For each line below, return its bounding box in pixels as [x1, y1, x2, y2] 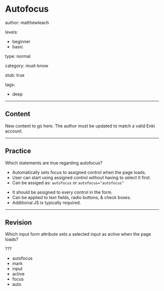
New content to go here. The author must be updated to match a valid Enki [5, 123, 155, 129]
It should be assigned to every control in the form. [12, 189, 113, 195]
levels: [5, 29, 18, 35]
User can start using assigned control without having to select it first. [12, 175, 151, 180]
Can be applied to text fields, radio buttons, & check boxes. [12, 194, 131, 200]
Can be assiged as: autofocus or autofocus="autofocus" [12, 179, 124, 185]
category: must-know [5, 63, 49, 68]
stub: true [5, 72, 25, 78]
